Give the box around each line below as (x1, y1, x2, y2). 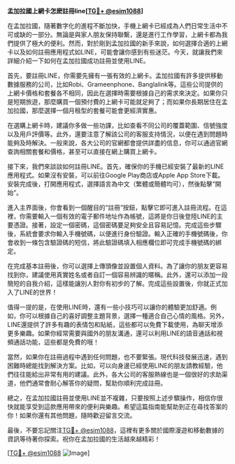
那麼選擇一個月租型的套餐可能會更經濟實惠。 (31, 106, 161, 115)
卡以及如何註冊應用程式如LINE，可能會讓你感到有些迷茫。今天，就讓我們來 (7, 48, 223, 56)
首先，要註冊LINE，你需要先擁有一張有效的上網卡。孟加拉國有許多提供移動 (7, 71, 223, 80)
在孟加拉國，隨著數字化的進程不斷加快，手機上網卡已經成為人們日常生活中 (7, 22, 222, 30)
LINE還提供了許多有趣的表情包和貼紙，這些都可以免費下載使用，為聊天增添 (7, 321, 223, 328)
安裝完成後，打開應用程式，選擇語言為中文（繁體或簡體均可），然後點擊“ (7, 180, 215, 188)
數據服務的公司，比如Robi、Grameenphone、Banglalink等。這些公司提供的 (7, 80, 224, 88)
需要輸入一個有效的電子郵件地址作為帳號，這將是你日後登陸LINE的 (25, 212, 217, 220)
